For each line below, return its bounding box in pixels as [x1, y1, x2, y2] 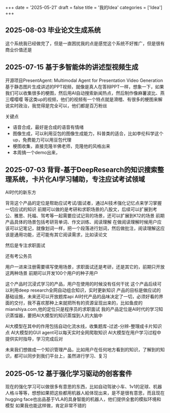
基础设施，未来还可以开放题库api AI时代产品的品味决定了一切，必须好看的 [5, 294, 159, 300]
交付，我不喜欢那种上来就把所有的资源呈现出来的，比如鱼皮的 [14, 300, 143, 306]
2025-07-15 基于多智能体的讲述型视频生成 [5, 63, 139, 72]
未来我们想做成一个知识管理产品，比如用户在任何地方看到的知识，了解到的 [5, 347, 160, 353]
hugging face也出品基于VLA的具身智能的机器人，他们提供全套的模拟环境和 [5, 396, 161, 402]
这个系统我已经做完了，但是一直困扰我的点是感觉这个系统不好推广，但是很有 [5, 40, 165, 47]
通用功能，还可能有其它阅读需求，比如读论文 [14, 232, 107, 238]
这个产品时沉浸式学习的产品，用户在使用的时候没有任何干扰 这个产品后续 [5, 281, 157, 287]
